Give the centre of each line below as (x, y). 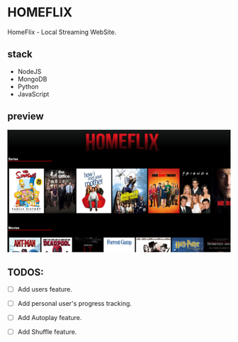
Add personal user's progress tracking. (75, 304)
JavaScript (33, 94)
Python (28, 87)
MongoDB (32, 79)
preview (25, 117)
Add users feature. (45, 289)
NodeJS (29, 71)
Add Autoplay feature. (50, 318)
